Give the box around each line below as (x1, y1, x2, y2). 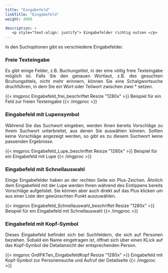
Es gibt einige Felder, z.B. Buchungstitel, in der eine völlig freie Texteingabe (5, 68, 163, 74)
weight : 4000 (5, 16, 32, 21)
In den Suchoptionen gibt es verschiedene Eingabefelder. (5, 44, 123, 50)
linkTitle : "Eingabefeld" (5, 12, 59, 17)
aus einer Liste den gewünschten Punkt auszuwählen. (5, 193, 116, 199)
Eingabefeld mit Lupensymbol (5, 111, 79, 118)
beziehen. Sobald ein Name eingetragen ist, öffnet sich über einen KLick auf (5, 237, 163, 243)
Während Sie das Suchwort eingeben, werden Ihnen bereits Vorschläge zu (5, 122, 163, 128)
